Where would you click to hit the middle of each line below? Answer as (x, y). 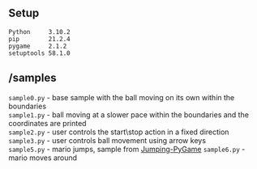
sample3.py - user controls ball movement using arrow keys (107, 140)
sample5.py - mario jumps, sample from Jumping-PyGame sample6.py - (127, 149)
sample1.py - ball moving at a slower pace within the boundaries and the (129, 114)
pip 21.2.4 (39, 39)
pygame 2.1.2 (38, 46)
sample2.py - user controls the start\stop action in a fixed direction (119, 132)
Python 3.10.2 (39, 32)
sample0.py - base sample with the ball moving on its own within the (122, 97)
